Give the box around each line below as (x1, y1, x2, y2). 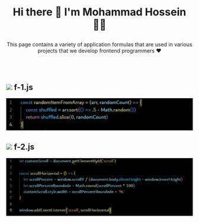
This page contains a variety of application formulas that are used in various (7, 41, 192, 48)
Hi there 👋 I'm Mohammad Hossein (12, 5, 187, 19)
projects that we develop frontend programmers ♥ (37, 47, 162, 54)
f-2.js (14, 142, 34, 152)
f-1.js (14, 82, 34, 92)
